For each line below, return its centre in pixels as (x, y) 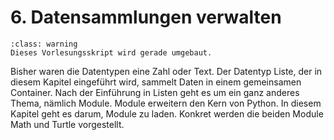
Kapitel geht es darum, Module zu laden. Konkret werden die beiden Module (167, 113)
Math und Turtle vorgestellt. (67, 124)
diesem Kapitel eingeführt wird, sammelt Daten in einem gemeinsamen (156, 82)
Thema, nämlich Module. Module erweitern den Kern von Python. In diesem (166, 103)
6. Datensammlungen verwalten (146, 17)
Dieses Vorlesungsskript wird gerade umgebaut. (111, 52)
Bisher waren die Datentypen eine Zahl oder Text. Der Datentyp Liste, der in (166, 71)
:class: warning (44, 44)
